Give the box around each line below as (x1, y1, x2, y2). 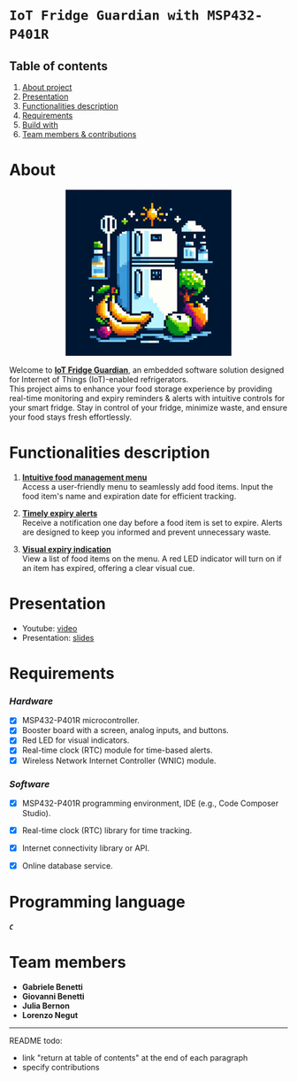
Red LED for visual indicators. (21, 735, 130, 745)
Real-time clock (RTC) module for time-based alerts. (21, 745, 213, 756)
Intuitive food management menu (21, 472, 148, 483)
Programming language (9, 892, 186, 912)
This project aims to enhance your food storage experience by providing (9, 383, 272, 394)
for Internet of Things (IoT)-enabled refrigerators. (9, 374, 189, 384)
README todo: (9, 1036, 64, 1046)
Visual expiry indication (21, 544, 112, 554)
